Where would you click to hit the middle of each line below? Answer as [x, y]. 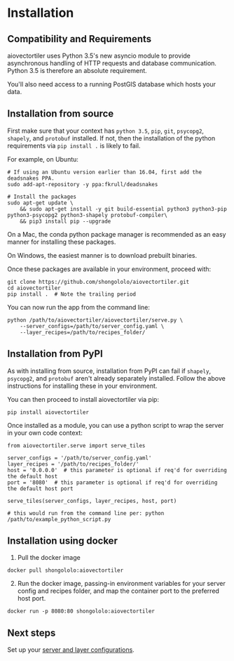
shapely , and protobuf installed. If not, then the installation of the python [111, 138]
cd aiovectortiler [34, 288]
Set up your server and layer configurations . [71, 650]
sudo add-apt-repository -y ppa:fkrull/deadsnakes [83, 184]
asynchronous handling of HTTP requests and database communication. [112, 63]
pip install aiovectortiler [48, 412]
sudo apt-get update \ [40, 203]
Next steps [32, 633]
